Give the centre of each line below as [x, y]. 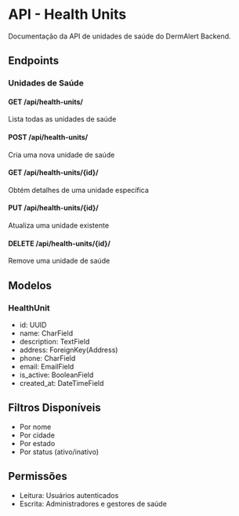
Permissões [38, 476]
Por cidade [37, 435]
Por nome [35, 427]
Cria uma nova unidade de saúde [62, 154]
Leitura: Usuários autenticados [69, 495]
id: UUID [33, 325]
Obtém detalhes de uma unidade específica [78, 190]
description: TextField [54, 341]
